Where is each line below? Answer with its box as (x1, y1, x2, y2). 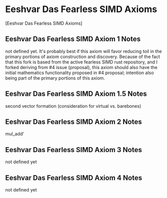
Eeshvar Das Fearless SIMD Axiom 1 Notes (5, 35, 141, 43)
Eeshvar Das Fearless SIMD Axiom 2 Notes (5, 117, 142, 126)
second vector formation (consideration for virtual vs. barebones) (5, 103, 141, 109)
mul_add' (5, 131, 24, 137)
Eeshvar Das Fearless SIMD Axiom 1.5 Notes (5, 90, 147, 98)
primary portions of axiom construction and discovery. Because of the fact (5, 53, 160, 59)
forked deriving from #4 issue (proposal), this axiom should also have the (5, 64, 158, 70)
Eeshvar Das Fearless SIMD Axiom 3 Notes (5, 145, 142, 154)
